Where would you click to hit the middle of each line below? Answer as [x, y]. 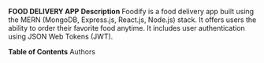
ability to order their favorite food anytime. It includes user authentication [127, 28]
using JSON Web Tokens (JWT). [61, 36]
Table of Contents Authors [52, 52]
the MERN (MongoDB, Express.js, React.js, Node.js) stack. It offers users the [132, 20]
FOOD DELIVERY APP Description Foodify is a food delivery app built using [131, 11]
